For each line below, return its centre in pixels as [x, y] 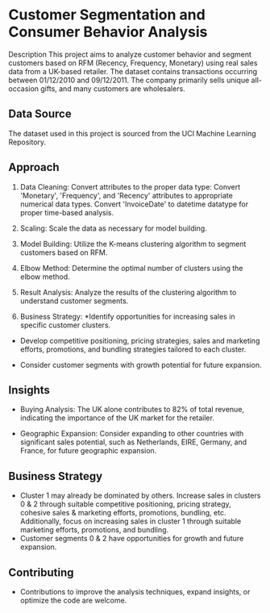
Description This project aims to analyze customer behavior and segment [130, 54]
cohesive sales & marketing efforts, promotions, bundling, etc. [123, 513]
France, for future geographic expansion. [88, 451]
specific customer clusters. [65, 325]
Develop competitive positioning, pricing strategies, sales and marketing [140, 340]
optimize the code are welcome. [73, 600]
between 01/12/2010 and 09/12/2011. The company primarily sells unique [129, 80]
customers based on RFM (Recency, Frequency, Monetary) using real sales [133, 63]
